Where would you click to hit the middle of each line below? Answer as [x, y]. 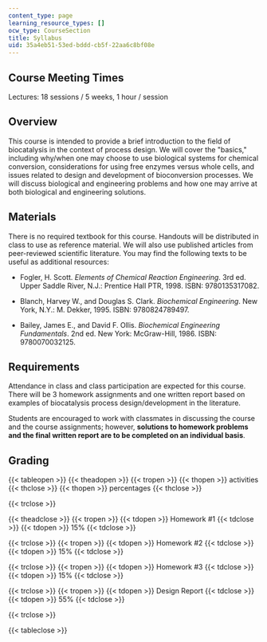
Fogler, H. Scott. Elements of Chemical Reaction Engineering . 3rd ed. [133, 277]
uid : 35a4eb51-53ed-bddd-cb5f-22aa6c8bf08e [82, 45]
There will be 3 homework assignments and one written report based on [127, 395]
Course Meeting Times [66, 78]
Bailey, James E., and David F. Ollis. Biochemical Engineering [120, 325]
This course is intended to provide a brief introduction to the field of [120, 141]
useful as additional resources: [59, 262]
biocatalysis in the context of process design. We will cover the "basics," [128, 149]
